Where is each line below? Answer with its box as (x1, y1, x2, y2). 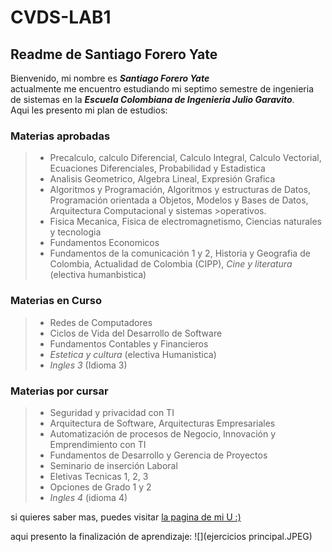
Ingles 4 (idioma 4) (49, 491, 128, 503)
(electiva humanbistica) (49, 269, 147, 281)
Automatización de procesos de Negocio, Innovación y (49, 427, 277, 440)
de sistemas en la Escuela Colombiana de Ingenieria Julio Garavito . (10, 94, 295, 105)
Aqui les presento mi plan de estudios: (10, 104, 168, 116)
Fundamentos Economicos (49, 237, 160, 249)
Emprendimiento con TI (49, 438, 147, 450)
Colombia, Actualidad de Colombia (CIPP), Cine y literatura (49, 258, 293, 270)
